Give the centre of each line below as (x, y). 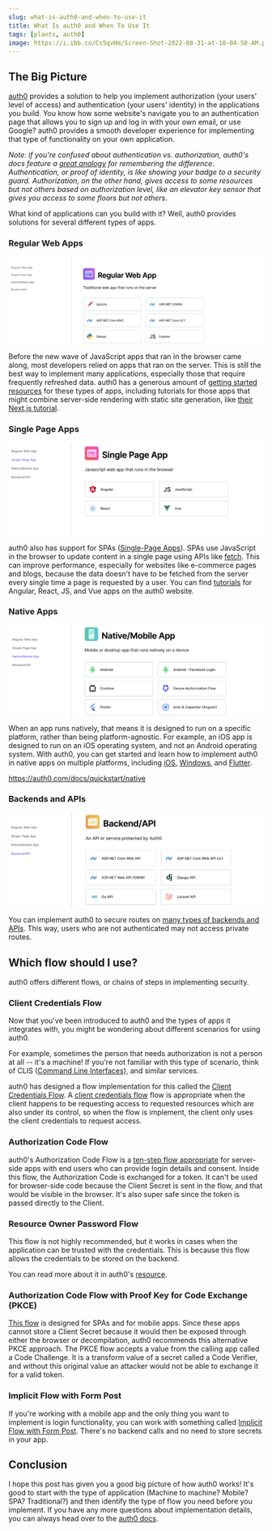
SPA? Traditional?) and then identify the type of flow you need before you (131, 1501)
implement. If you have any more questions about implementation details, (131, 1510)
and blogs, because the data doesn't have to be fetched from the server (129, 573)
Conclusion (38, 1465)
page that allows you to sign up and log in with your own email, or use (125, 122)
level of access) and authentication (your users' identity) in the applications (134, 105)
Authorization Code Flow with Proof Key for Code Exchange (128, 1295)
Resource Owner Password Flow (74, 1224)
